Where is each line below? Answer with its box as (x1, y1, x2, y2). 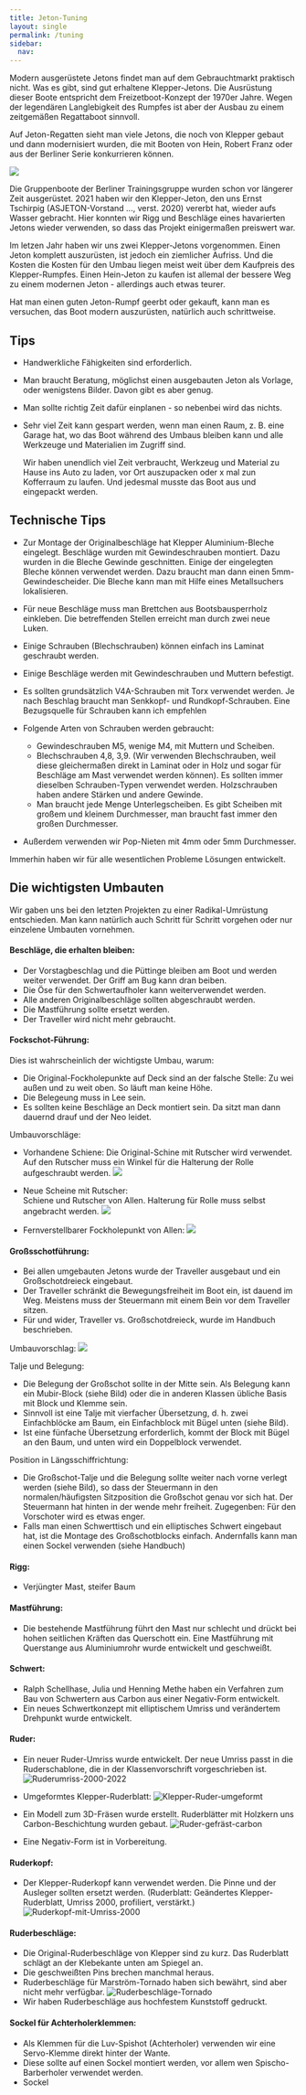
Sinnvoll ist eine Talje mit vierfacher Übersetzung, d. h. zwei (22, 1407, 248, 1418)
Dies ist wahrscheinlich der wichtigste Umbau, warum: (9, 1054, 215, 1065)
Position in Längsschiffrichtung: (9, 1455, 129, 1466)
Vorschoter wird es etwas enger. (22, 1511, 146, 1523)
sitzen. (22, 1305, 48, 1316)
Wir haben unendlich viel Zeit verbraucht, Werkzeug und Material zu (22, 456, 280, 467)
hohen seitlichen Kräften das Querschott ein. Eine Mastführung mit (22, 1632, 274, 1643)
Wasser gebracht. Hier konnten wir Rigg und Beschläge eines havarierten (9, 212, 286, 224)
